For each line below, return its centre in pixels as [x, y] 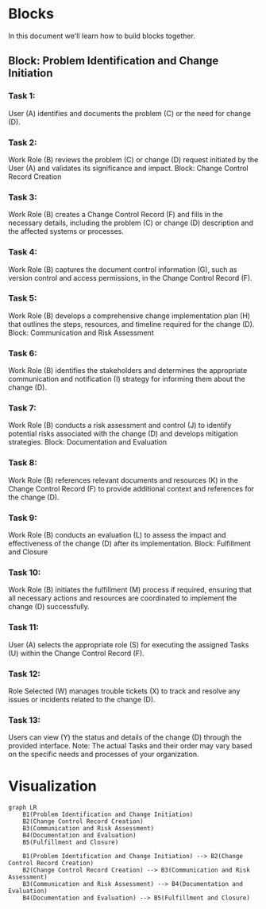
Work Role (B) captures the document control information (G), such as [123, 269]
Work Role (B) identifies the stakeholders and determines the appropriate [128, 371]
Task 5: [23, 298]
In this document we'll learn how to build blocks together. [102, 36]
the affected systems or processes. [66, 231]
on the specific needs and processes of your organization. [104, 754]
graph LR [23, 808]
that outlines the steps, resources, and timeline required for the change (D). [131, 324]
